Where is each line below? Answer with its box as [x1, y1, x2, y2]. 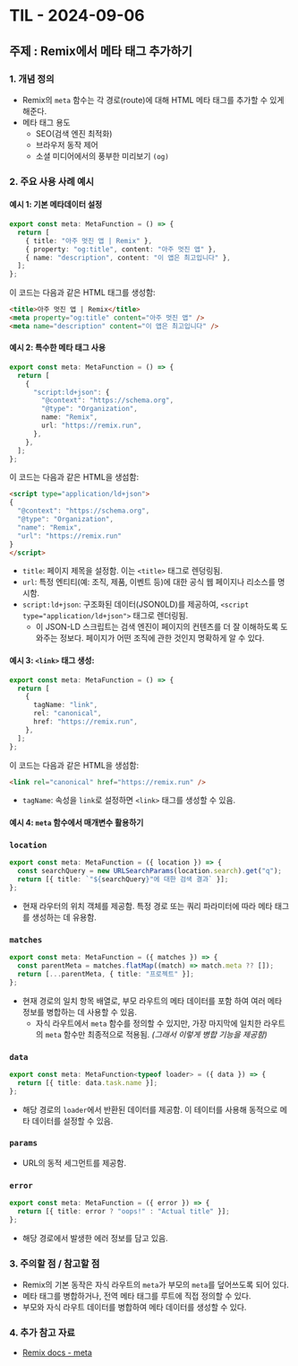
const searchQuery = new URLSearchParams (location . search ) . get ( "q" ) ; [17, 867, 282, 876]
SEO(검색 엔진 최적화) [35, 127, 113, 139]
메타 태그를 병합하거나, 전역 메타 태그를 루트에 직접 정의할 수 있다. [21, 1291, 251, 1301]
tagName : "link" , [32, 701, 98, 710]
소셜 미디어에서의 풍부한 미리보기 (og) [35, 150, 170, 162]
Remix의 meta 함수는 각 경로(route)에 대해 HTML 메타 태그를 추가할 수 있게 [21, 94, 285, 105]
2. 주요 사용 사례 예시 [9, 175, 95, 188]
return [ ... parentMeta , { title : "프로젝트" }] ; [17, 969, 195, 978]
